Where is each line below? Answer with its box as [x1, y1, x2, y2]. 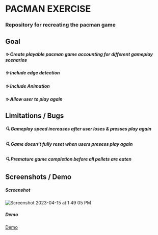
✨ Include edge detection [5, 70, 60, 76]
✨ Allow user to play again [5, 96, 63, 102]
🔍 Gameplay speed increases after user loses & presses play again [5, 126, 152, 132]
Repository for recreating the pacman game [5, 21, 116, 29]
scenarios [5, 57, 27, 63]
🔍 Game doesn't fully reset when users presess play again [5, 141, 133, 147]
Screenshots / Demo [5, 173, 72, 181]
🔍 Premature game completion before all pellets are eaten [5, 156, 131, 162]
